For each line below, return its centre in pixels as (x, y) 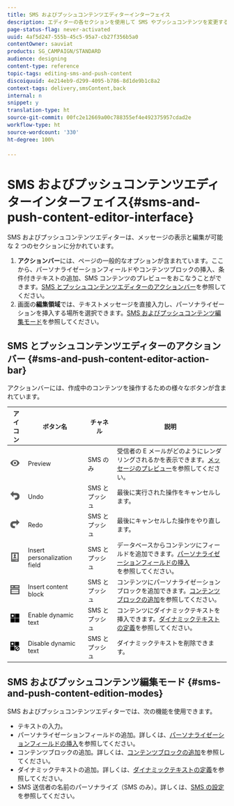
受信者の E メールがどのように (160, 451)
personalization (50, 558)
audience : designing (37, 59)
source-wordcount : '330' (43, 132)
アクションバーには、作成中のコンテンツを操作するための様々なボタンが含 (114, 388)
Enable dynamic (51, 615)
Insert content (48, 587)
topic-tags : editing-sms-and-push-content (70, 73)
